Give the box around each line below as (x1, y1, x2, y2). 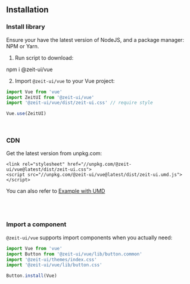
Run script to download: (14, 54, 74, 61)
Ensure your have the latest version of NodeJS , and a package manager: (6, 36, 185, 44)
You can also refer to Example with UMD (6, 187, 105, 195)
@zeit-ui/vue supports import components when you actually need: (6, 234, 173, 241)
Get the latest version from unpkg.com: (6, 150, 102, 157)
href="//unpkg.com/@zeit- (67, 161, 132, 168)
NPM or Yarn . (6, 42, 39, 50)
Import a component (6, 220, 67, 229)
